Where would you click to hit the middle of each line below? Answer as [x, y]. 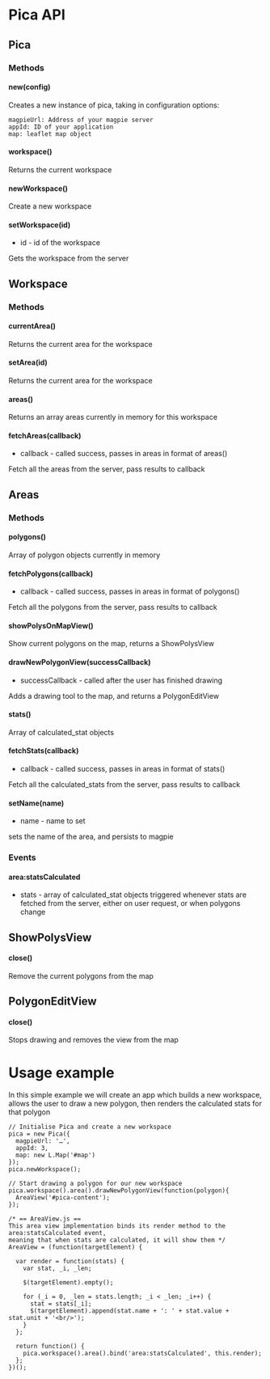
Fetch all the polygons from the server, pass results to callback [113, 607]
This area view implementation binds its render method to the [117, 1226]
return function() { [50, 1347]
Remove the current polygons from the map [81, 975]
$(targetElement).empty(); [68, 1283]
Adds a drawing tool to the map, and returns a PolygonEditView [114, 696]
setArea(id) [28, 362]
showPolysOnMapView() [51, 625]
